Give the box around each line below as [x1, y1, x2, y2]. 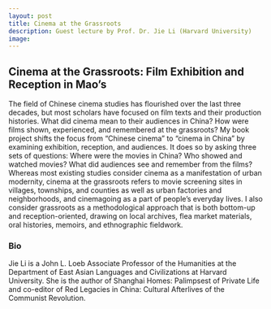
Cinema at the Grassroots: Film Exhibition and [8, 64, 245, 78]
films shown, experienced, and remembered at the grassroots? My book [8, 125, 250, 135]
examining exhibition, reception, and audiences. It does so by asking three [8, 142, 257, 152]
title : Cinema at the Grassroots [8, 20, 122, 28]
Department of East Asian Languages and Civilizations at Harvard [8, 268, 227, 277]
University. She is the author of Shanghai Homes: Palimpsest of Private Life [8, 276, 260, 285]
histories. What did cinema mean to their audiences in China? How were [8, 116, 249, 126]
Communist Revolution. [8, 294, 87, 303]
